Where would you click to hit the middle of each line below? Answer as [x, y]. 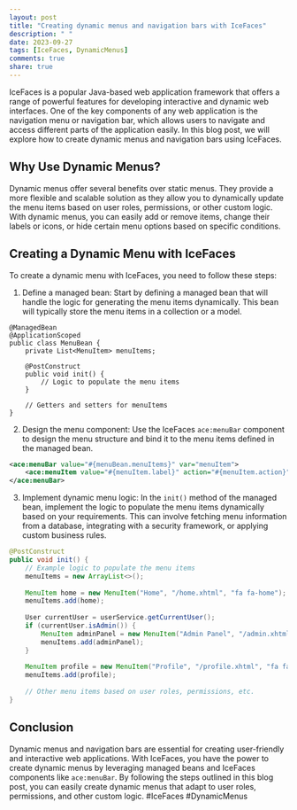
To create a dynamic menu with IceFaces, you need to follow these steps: [143, 275]
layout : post [33, 17]
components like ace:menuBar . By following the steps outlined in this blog [141, 777]
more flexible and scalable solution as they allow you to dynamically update [147, 198]
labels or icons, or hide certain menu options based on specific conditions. [145, 226]
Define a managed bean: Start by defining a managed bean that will [145, 292]
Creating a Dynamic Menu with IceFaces [122, 254]
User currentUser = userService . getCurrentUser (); [120, 618]
